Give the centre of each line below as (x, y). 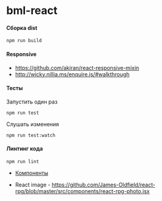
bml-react (32, 11)
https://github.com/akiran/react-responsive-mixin (77, 68)
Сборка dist (22, 27)
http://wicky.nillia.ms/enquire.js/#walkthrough (72, 74)
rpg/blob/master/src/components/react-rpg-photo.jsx (82, 191)
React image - (32, 185)
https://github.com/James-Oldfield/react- (103, 185)
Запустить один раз (32, 102)
